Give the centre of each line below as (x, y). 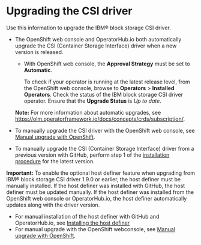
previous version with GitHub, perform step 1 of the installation (92, 155)
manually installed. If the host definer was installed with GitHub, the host (96, 186)
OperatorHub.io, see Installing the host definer (72, 223)
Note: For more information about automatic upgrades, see (88, 112)
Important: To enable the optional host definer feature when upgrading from (101, 173)
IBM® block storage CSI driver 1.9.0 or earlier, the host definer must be (94, 179)
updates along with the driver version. (53, 205)
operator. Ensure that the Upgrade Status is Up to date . (93, 101)
